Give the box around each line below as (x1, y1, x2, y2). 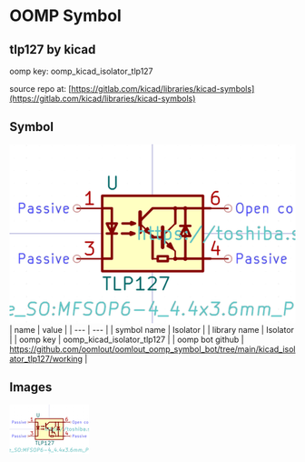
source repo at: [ (9, 84, 72, 94)
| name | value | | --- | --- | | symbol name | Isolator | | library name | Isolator (9, 324, 295, 335)
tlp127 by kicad (9, 42, 96, 57)
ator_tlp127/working (9, 353, 84, 364)
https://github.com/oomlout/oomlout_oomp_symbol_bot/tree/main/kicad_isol (9, 343, 296, 355)
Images (9, 379, 53, 396)
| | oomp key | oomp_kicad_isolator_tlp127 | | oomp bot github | (9, 334, 244, 345)
